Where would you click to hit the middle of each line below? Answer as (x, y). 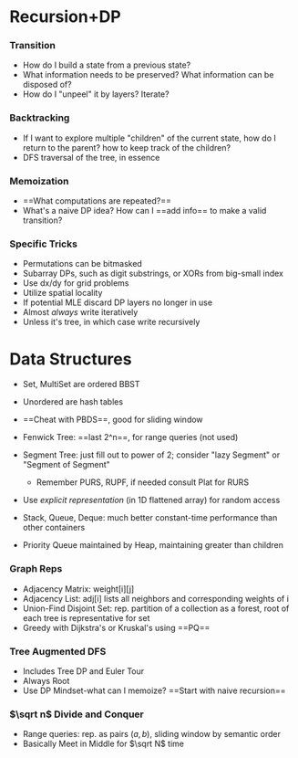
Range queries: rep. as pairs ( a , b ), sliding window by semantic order (151, 734)
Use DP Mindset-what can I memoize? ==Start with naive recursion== (154, 690)
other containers (54, 528)
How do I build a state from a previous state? (107, 65)
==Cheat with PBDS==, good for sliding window (113, 420)
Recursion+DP (65, 17)
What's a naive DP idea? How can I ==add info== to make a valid (144, 211)
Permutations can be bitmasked (82, 264)
